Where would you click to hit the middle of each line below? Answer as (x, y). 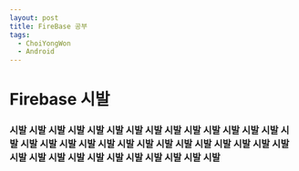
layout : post (34, 18)
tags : (20, 35)
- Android (36, 52)
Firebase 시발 (60, 100)
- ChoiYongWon (44, 43)
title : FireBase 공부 (49, 26)
